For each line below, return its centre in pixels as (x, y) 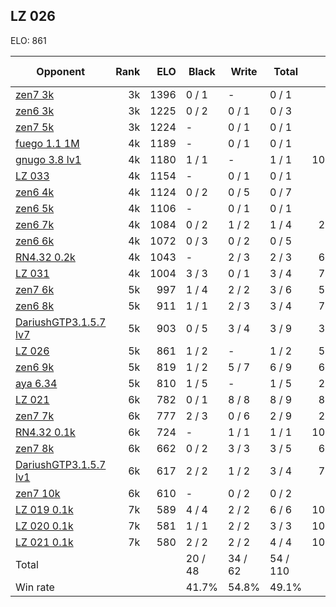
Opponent (60, 71)
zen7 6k (35, 289)
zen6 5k (35, 208)
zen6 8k (35, 306)
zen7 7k (35, 416)
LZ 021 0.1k (44, 542)
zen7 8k (35, 448)
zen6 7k (35, 224)
